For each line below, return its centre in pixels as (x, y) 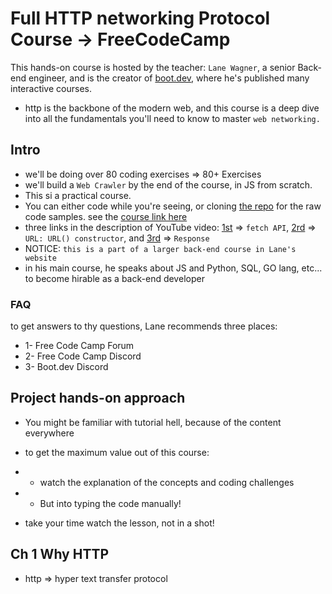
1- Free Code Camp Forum (79, 346)
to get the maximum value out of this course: (117, 452)
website (40, 258)
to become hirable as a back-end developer (114, 278)
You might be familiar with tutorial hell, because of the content (153, 422)
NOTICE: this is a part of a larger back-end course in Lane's (160, 248)
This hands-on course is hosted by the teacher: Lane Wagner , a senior (153, 67)
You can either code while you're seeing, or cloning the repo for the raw (173, 206)
